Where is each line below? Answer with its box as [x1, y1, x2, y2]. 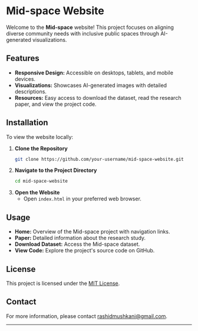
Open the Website [14, 189, 60, 196]
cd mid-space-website [14, 179, 68, 184]
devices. [14, 75, 36, 82]
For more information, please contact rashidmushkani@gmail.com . [6, 312, 168, 320]
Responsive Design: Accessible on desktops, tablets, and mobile [14, 69, 174, 76]
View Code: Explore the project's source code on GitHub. [14, 247, 155, 254]
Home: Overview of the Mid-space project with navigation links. [14, 228, 170, 235]
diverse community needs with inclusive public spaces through [6, 30, 159, 37]
